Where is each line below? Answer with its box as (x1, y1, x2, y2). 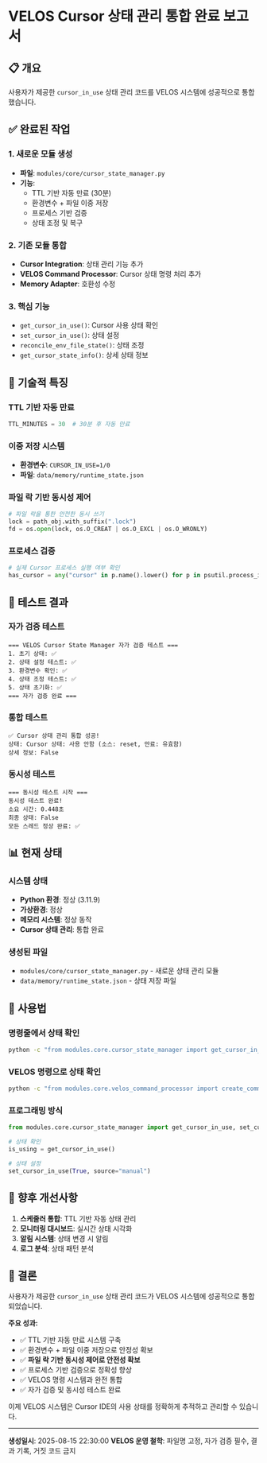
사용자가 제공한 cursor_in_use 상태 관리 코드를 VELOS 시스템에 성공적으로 (8, 87, 241, 96)
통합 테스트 (8, 712, 48, 723)
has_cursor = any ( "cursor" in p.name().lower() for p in (8, 572, 201, 580)
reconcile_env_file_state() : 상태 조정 (19, 340, 145, 350)
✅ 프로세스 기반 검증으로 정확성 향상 (19, 1365, 133, 1375)
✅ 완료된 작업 (8, 122, 71, 136)
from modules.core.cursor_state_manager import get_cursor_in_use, (8, 1123, 237, 1131)
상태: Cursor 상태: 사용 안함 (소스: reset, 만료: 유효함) (8, 740, 183, 748)
